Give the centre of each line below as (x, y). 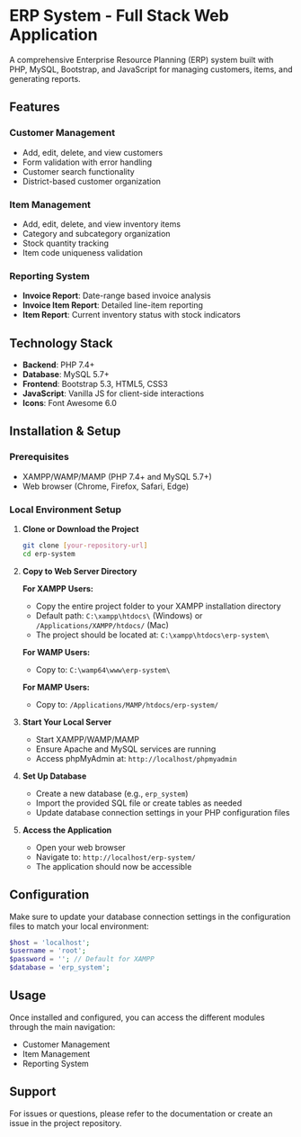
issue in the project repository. (66, 1123)
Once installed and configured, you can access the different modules (137, 1017)
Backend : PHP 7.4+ (58, 365)
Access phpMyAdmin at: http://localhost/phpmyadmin (136, 758)
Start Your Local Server (67, 722)
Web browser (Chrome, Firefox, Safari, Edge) (106, 486)
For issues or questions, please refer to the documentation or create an (141, 1114)
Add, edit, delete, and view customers (93, 152)
